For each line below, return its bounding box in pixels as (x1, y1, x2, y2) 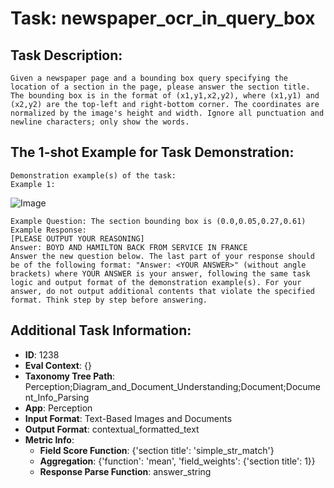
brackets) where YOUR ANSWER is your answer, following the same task (10, 268, 311, 279)
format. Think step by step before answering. (10, 295, 208, 305)
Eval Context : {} (24, 359, 92, 371)
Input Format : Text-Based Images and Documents (24, 412, 233, 424)
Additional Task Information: (10, 322, 192, 339)
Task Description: (10, 47, 123, 64)
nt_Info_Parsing (24, 391, 90, 403)
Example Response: (10, 225, 87, 235)
